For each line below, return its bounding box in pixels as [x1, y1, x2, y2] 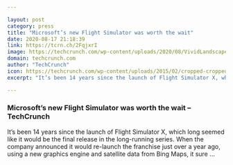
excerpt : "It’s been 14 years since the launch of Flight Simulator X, [7, 74, 218, 81]
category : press [7, 22, 54, 30]
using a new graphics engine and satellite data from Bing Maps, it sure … [7, 150, 215, 158]
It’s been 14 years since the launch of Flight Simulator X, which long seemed [7, 128, 225, 136]
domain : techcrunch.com [7, 55, 76, 62]
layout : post [7, 16, 45, 23]
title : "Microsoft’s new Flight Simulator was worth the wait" [7, 29, 194, 36]
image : [7, 49, 26, 55]
